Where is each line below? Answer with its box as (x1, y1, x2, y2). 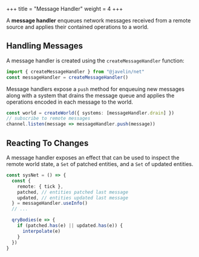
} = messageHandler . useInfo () (11, 200, 88, 207)
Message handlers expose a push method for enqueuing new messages (6, 85, 184, 93)
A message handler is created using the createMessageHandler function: (6, 57, 184, 64)
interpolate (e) (22, 228, 61, 234)
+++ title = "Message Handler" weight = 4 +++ (6, 5, 123, 12)
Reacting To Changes (6, 138, 89, 148)
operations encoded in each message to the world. (6, 98, 133, 105)
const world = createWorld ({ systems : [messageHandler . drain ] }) (6, 110, 174, 116)
